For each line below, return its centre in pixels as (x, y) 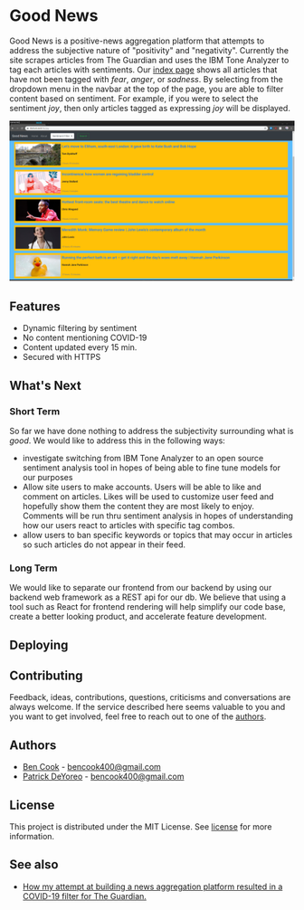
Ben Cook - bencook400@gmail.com (91, 767)
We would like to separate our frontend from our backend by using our (141, 588)
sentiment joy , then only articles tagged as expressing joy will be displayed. (150, 108)
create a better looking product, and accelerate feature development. (138, 617)
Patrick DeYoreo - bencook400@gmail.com (103, 777)
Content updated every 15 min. (80, 347)
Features (35, 306)
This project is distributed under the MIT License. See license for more (141, 827)
